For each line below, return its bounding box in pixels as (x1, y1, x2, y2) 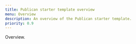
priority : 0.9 (5, 21, 34, 26)
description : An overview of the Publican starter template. (5, 16, 132, 21)
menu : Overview (5, 12, 36, 17)
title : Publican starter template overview (5, 7, 95, 12)
